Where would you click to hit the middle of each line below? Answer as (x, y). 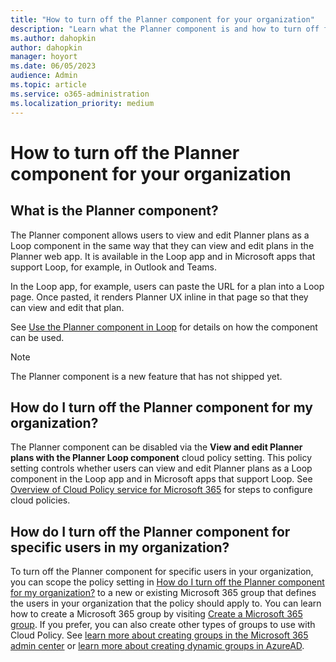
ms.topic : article (48, 85)
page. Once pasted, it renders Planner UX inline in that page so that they (159, 297)
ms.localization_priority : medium (82, 103)
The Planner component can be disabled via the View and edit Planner (156, 447)
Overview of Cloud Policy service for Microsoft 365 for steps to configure (161, 490)
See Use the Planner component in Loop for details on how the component (164, 327)
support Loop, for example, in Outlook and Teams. (113, 267)
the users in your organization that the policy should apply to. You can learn (166, 603)
